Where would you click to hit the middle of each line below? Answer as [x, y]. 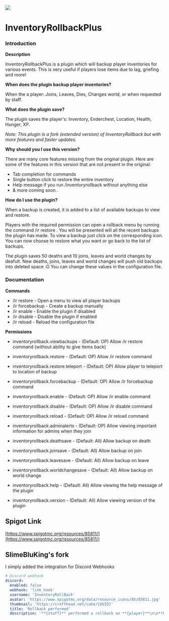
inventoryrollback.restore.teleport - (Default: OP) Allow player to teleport [87, 366]
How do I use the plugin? [31, 200]
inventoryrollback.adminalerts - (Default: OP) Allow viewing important [84, 426]
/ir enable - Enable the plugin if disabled [54, 311]
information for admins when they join [52, 431]
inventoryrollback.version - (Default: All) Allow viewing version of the [84, 500]
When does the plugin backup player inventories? [58, 85]
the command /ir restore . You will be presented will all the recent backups [82, 230]
